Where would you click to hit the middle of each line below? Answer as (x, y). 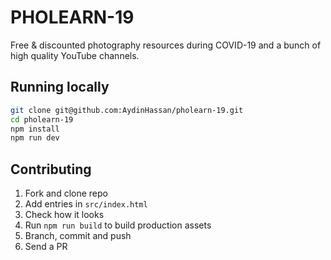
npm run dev (35, 138)
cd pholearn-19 (42, 119)
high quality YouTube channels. (75, 55)
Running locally (60, 87)
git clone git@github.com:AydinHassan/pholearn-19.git (127, 110)
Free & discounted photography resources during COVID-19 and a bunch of (166, 45)
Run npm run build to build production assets (118, 225)
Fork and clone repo (66, 193)
